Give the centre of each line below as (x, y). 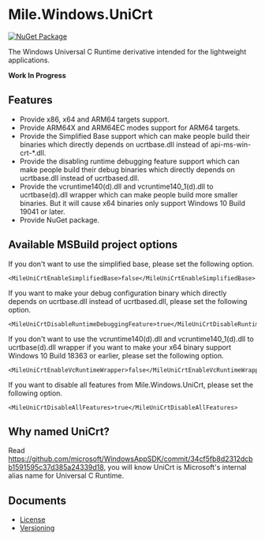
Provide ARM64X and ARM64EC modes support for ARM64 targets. (130, 127)
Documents (37, 500)
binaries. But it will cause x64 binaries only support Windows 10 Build (132, 203)
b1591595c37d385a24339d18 (56, 467)
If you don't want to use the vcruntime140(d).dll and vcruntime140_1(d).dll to (131, 339)
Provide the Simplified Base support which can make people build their (134, 136)
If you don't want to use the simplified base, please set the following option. (131, 264)
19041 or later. (42, 212)
